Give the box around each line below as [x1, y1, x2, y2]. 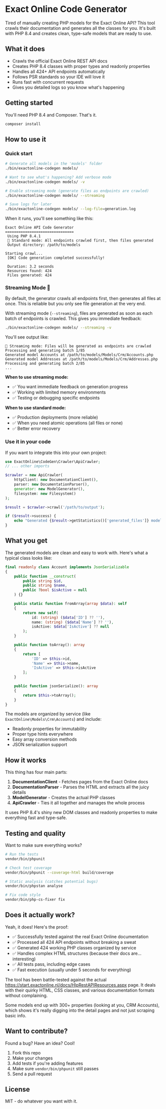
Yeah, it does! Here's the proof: [5, 924, 69, 930]
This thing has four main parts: [5, 769, 68, 775]
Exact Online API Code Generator [5, 225, 74, 230]
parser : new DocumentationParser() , [14, 482, 90, 487]
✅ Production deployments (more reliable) [12, 414, 98, 420]
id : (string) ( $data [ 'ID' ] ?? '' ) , [31, 615, 105, 620]
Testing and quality [5, 829, 66, 837]
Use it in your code [5, 438, 51, 445]
